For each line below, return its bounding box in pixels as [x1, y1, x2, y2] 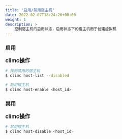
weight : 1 [5, 17, 26, 22]
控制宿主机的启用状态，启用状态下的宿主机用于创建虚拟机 [14, 27, 117, 32]
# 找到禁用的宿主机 [5, 68, 41, 74]
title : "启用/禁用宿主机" [5, 7, 55, 13]
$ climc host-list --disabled [5, 73, 70, 78]
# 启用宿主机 [5, 82, 29, 87]
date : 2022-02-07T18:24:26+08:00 [5, 12, 76, 17]
